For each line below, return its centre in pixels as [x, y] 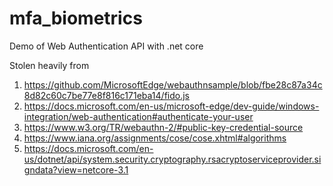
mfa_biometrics [76, 18]
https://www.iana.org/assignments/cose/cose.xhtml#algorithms [155, 138]
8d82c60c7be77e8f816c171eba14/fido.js [106, 95]
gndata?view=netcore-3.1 [76, 169]
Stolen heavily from [49, 65]
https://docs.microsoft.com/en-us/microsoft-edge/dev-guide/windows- [171, 106]
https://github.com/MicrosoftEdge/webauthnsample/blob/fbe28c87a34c [173, 84]
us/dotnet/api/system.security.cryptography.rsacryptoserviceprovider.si [172, 159]
